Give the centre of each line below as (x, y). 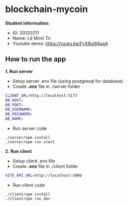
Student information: (28, 23)
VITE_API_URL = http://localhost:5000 (43, 175)
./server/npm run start (30, 142)
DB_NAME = (14, 119)
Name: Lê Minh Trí (32, 38)
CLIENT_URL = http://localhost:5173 (41, 95)
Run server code (30, 128)
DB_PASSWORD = (19, 114)
